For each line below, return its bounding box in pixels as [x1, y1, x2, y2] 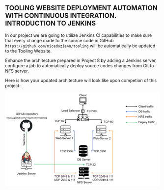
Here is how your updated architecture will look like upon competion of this [5, 77, 157, 83]
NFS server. [5, 68, 29, 74]
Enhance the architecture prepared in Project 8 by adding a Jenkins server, [5, 57, 157, 63]
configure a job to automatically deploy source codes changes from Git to [5, 62, 154, 68]
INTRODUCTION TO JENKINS [5, 19, 96, 27]
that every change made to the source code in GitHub [5, 37, 114, 43]
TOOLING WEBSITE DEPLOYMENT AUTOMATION [5, 4, 158, 12]
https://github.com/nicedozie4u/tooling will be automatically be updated [5, 43, 156, 49]
